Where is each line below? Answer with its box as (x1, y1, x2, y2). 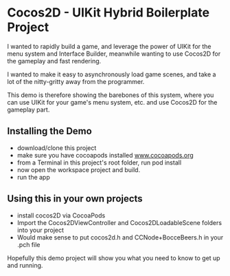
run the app (16, 173, 50, 181)
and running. (7, 261, 43, 269)
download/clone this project (16, 143, 97, 152)
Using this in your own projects (7, 193, 143, 204)
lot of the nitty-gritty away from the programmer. (7, 77, 145, 85)
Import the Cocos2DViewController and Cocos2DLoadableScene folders (16, 218, 222, 226)
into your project (16, 226, 64, 234)
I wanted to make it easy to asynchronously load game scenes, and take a (7, 70, 216, 78)
